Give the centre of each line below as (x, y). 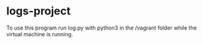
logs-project (39, 11)
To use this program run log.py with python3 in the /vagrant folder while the (102, 28)
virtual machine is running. (40, 34)
